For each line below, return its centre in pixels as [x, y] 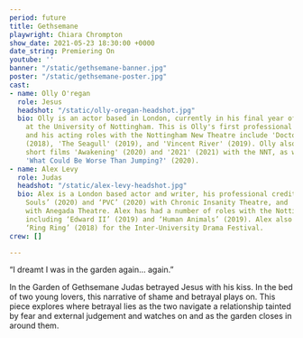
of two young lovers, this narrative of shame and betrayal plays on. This [142, 297]
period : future [38, 18]
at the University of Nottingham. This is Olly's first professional [159, 127]
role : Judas [40, 177]
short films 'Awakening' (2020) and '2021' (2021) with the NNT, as [157, 152]
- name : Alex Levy [44, 169]
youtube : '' [32, 60]
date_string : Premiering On [62, 52]
